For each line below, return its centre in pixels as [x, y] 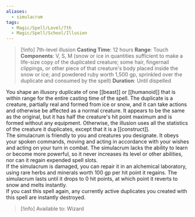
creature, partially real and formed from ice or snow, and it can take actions [97, 104]
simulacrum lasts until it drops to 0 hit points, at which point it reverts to [92, 179]
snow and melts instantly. [36, 185]
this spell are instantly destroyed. [46, 197]
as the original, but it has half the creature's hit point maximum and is [89, 117]
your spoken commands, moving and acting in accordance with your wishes [98, 142]
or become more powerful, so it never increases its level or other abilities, [94, 154]
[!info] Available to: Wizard [52, 209]
